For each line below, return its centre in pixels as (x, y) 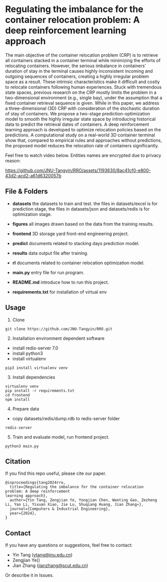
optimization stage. (32, 214)
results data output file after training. (50, 253)
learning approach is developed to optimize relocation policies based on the (83, 129)
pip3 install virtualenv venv (37, 368)
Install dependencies (34, 377)
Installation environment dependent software (58, 338)
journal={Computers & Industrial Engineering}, (60, 509)
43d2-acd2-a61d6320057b (33, 175)
